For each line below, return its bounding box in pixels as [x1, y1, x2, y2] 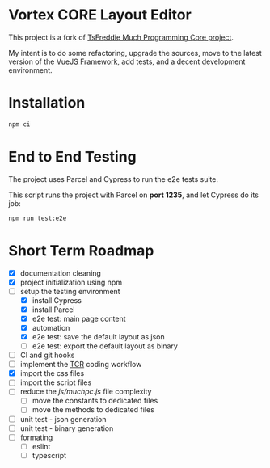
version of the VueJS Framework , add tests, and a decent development [8, 57, 246, 66]
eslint [32, 441, 51, 451]
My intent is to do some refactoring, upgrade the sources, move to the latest [8, 48, 263, 57]
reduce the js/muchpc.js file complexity [19, 386, 152, 397]
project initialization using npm [19, 277, 123, 287]
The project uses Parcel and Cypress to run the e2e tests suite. [8, 174, 218, 183]
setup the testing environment [19, 286, 120, 296]
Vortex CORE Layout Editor [8, 6, 192, 24]
